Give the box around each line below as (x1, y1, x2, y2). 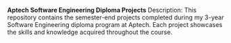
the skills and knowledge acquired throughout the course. (7, 28, 173, 36)
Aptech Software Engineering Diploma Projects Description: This (7, 6, 197, 14)
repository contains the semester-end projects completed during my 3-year (7, 13, 224, 21)
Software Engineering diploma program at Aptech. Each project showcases (7, 21, 223, 28)
